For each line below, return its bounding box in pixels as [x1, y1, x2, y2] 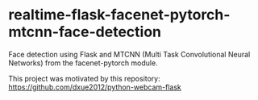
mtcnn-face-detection [8, 23, 161, 41]
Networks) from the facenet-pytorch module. [8, 58, 159, 68]
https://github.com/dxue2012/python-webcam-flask [8, 82, 181, 92]
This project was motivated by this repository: [8, 73, 161, 83]
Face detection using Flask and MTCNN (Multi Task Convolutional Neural [8, 49, 251, 59]
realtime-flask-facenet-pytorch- [8, 6, 231, 24]
